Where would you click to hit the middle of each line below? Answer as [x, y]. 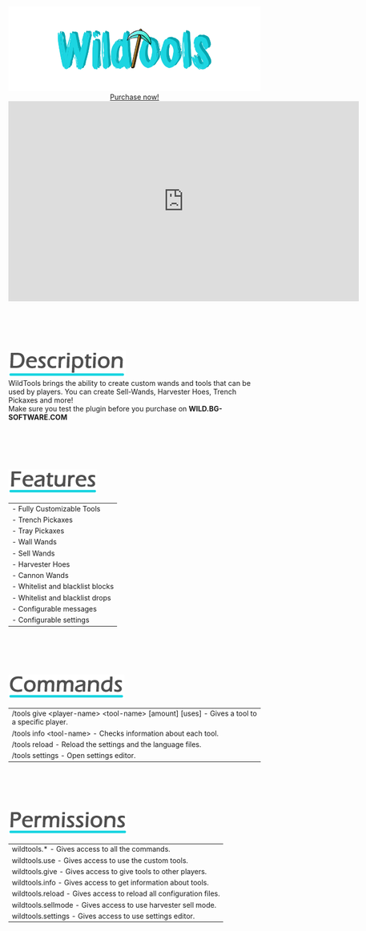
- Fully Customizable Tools [56, 508]
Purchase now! [135, 97]
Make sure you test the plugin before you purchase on [98, 408]
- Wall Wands [34, 542]
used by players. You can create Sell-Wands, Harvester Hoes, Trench [123, 391]
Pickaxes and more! [41, 400]
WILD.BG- [205, 408]
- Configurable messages [54, 608]
